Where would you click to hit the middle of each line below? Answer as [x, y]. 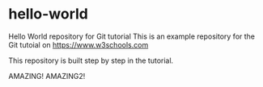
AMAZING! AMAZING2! [47, 76]
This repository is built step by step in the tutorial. [91, 60]
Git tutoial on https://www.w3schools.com [78, 44]
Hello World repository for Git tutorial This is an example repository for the [132, 36]
